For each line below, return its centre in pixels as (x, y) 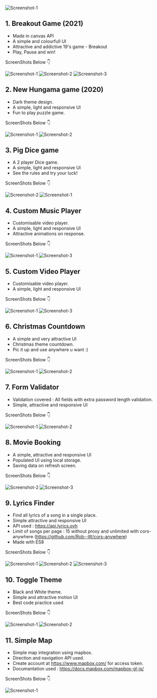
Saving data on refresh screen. (45, 466)
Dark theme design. (33, 102)
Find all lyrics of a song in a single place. (55, 515)
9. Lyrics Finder (30, 503)
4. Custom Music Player (43, 211)
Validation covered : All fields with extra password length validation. (83, 399)
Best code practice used (38, 603)
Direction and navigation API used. (48, 658)
